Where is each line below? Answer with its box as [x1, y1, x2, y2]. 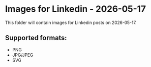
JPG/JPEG [12, 52, 33, 58]
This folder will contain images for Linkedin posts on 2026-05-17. [5, 20, 137, 25]
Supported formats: [5, 34, 67, 42]
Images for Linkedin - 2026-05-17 [5, 3, 146, 15]
